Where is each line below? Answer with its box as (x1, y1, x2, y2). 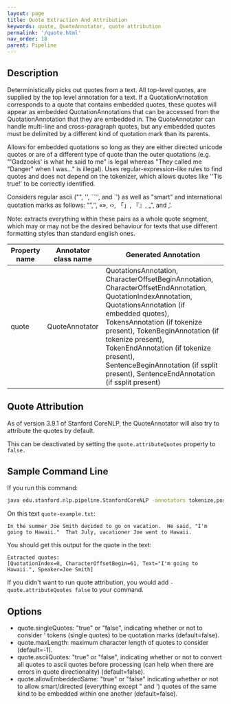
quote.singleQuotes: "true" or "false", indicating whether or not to (16, 624, 203, 632)
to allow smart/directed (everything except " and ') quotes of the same (16, 682, 217, 691)
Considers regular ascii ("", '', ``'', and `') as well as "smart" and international (7, 192, 222, 201)
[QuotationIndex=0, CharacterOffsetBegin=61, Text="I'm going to (7, 560, 198, 567)
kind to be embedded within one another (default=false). (16, 690, 177, 698)
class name (54, 254, 93, 263)
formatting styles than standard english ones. (7, 229, 135, 237)
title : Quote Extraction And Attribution (7, 16, 128, 23)
